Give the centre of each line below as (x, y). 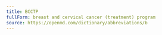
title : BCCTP (22, 12)
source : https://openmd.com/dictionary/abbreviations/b (77, 23)
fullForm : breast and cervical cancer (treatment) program (81, 17)
